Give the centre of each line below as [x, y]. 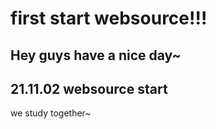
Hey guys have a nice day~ [96, 55]
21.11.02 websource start [89, 88]
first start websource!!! [109, 18]
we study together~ [51, 113]
